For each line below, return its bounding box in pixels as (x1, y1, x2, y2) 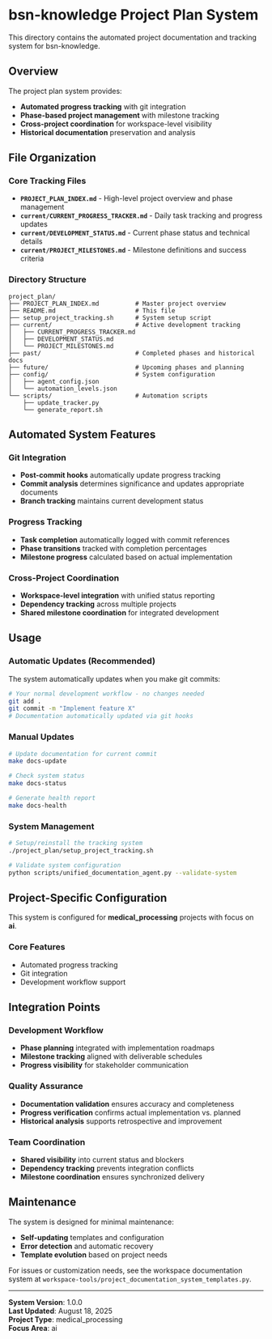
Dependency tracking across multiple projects (19, 599, 176, 609)
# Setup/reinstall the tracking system (8, 840, 143, 848)
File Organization (8, 151, 97, 165)
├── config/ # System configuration (8, 370, 216, 378)
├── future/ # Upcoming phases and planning (8, 363, 244, 372)
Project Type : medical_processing (8, 1314, 123, 1324)
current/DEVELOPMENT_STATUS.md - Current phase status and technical (19, 228, 250, 238)
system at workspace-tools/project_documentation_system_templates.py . (8, 1273, 252, 1284)
